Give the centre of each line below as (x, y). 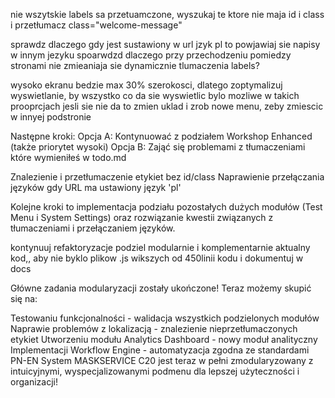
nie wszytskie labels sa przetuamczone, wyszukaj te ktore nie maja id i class (167, 14)
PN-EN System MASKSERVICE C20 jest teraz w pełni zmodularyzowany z (162, 360)
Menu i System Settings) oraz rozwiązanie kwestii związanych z (142, 217)
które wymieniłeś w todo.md (68, 157)
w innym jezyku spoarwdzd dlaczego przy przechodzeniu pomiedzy (151, 55)
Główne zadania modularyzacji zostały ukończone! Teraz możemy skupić (161, 288)
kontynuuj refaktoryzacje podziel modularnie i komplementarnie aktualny (160, 247)
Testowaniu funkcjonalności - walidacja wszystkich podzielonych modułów (165, 318)
